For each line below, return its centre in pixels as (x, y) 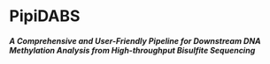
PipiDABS (45, 16)
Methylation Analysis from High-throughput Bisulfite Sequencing (132, 50)
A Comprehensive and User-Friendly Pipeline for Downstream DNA (135, 40)
